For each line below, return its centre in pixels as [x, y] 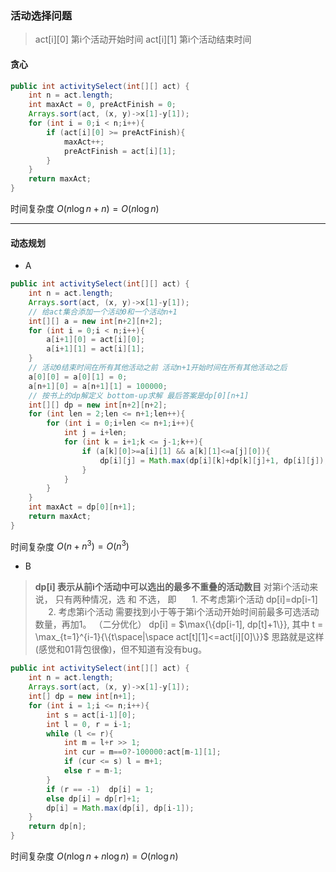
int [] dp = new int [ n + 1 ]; [82, 697]
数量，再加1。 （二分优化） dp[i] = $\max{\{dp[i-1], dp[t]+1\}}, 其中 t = [179, 624]
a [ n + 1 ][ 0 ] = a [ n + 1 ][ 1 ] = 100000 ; [98, 386]
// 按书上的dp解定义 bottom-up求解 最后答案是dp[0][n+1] [139, 395]
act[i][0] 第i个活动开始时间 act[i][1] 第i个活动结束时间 [143, 39]
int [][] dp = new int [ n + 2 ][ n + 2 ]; [98, 405]
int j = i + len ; [95, 433]
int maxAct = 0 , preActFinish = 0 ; [102, 105]
